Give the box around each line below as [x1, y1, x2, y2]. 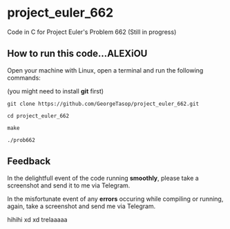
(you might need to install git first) [7, 86, 104, 95]
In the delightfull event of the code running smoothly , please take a [7, 174, 199, 182]
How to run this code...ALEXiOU [7, 48, 148, 59]
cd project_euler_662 [7, 112, 70, 119]
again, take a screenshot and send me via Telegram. [7, 202, 156, 210]
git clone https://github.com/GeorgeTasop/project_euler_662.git [7, 100, 199, 107]
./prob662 [7, 136, 36, 143]
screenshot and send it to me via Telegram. [7, 181, 131, 190]
